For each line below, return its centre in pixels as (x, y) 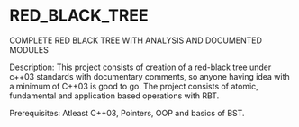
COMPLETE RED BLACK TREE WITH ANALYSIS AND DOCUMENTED (136, 40)
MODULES (29, 49)
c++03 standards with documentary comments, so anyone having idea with (149, 76)
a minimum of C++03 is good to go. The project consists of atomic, (134, 86)
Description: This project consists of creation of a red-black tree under (140, 67)
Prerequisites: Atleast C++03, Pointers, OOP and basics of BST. (127, 113)
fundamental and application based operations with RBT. (114, 96)
